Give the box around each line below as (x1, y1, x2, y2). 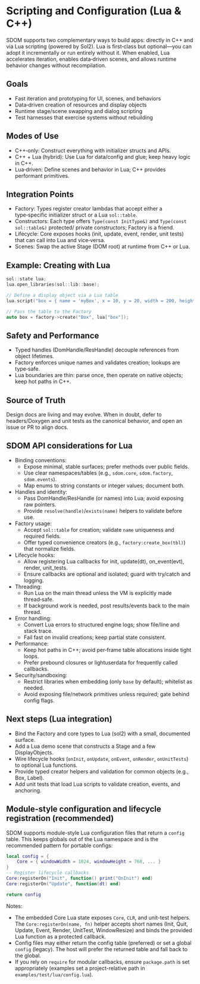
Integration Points (6, 189, 74, 199)
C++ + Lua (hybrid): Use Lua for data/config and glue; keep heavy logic (14, 153, 190, 160)
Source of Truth (6, 395, 66, 405)
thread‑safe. (23, 596, 54, 603)
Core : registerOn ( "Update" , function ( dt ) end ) (6, 880, 121, 887)
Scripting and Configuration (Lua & (6, 4, 182, 18)
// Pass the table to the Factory (6, 308, 92, 315)
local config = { (6, 853, 49, 859)
